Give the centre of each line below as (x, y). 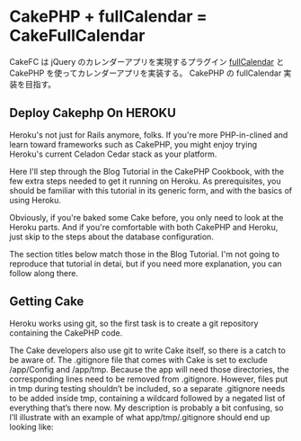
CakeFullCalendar (77, 36)
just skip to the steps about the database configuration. (111, 237)
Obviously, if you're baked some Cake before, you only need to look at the (146, 217)
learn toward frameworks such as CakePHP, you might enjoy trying (133, 144)
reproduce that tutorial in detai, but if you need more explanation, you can (146, 264)
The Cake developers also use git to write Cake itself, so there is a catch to (147, 350)
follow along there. (44, 273)
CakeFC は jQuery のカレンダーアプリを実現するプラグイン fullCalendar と (147, 61)
